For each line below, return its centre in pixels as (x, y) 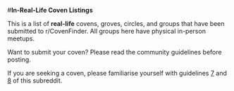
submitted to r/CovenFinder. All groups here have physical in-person (107, 31)
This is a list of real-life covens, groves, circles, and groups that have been (116, 23)
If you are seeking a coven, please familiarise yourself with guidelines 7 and (117, 73)
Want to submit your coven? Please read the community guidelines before (115, 52)
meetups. (21, 38)
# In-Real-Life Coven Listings (50, 10)
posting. (19, 59)
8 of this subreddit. (35, 80)
